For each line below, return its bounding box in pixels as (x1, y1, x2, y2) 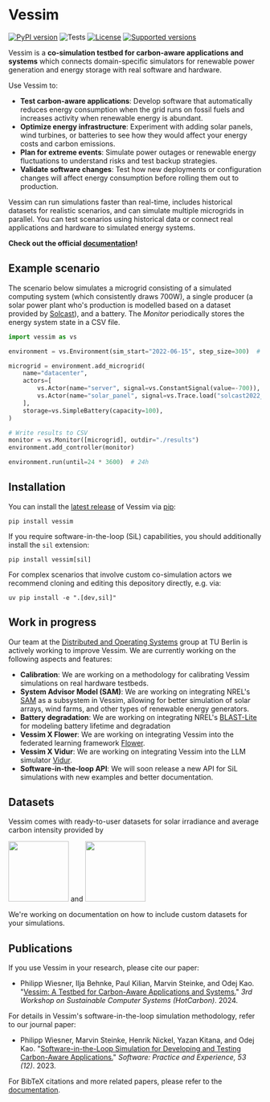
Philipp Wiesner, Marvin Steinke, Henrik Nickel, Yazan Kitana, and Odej (19, 1035, 255, 1045)
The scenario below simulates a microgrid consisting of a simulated (8, 283, 231, 293)
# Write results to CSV (8, 429, 88, 437)
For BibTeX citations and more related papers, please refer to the (8, 1076, 223, 1087)
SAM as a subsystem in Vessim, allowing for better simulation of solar (19, 695, 251, 705)
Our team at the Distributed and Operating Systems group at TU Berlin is (8, 637, 248, 647)
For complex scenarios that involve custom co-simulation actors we (8, 570, 232, 579)
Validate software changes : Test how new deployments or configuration (19, 164, 262, 174)
